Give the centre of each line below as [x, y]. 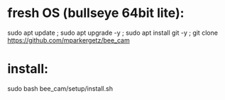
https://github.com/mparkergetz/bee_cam [68, 40]
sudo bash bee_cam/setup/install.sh [60, 88]
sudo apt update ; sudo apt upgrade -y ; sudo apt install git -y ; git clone [113, 33]
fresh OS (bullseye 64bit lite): [96, 13]
